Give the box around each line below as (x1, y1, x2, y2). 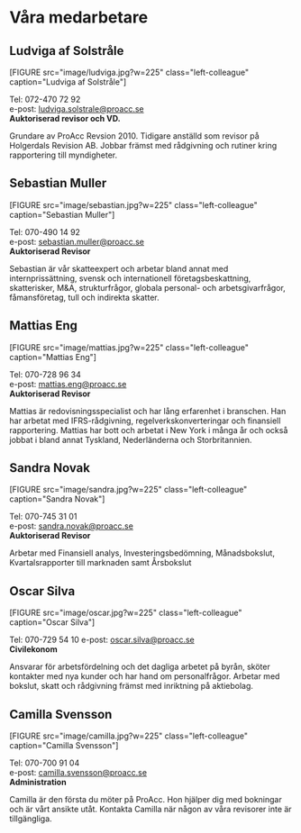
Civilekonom (9, 644, 58, 655)
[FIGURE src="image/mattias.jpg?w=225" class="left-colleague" (9, 341, 250, 353)
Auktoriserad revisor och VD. (9, 113, 121, 123)
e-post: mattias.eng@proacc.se (9, 378, 127, 389)
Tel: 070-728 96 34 (9, 368, 81, 380)
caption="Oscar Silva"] (9, 617, 96, 628)
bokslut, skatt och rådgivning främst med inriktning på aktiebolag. (9, 681, 254, 692)
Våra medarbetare (9, 7, 149, 28)
